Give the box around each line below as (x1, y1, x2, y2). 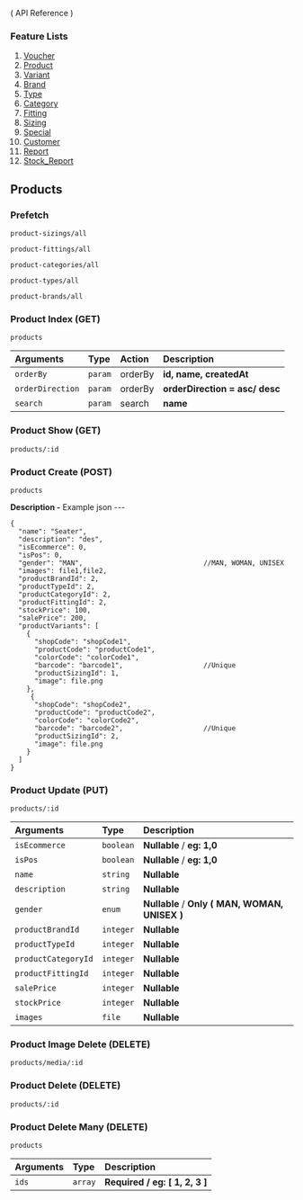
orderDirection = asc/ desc (162, 382, 281, 395)
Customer (22, 137, 61, 148)
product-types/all (10, 276, 79, 285)
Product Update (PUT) (10, 784, 109, 796)
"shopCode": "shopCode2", (33, 700, 131, 709)
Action (120, 353, 149, 365)
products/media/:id (10, 1059, 84, 1068)
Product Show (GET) (10, 425, 102, 437)
